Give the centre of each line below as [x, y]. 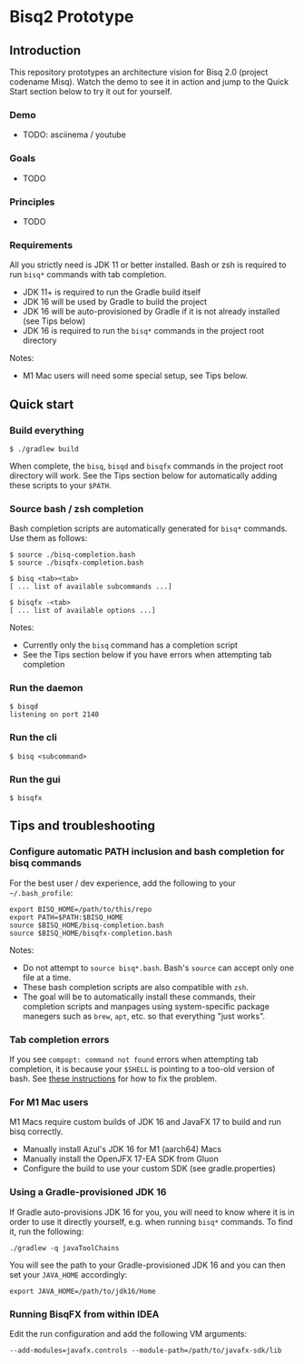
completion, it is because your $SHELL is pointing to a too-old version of [142, 1069]
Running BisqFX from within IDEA [84, 1314]
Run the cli [33, 737]
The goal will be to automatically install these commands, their [139, 997]
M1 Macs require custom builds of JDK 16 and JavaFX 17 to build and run [145, 1122]
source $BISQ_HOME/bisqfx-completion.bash [91, 933]
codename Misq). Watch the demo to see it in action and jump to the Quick [149, 82]
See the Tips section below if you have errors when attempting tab [147, 655]
